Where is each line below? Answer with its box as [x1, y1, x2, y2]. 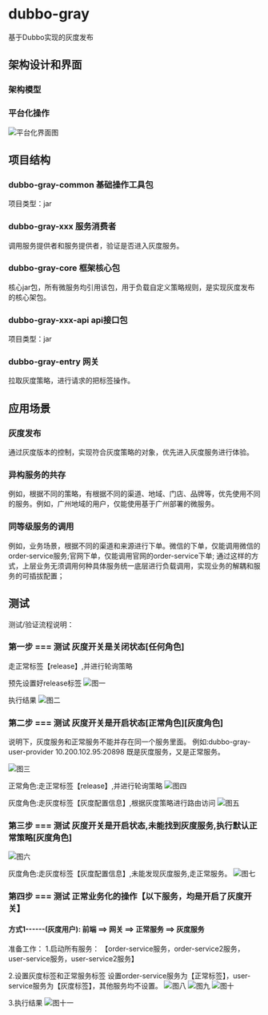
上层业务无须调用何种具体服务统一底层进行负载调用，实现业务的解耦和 [22, 560, 254, 570]
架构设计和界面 [8, 58, 82, 72]
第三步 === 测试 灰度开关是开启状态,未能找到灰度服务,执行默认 [8, 820, 250, 831]
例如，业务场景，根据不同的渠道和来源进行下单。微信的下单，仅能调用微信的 [8, 540, 261, 550]
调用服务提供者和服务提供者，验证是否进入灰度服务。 [8, 241, 184, 250]
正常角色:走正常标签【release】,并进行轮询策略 [8, 781, 163, 791]
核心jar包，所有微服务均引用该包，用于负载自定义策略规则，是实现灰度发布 [8, 282, 255, 292]
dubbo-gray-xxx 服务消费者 [8, 221, 117, 233]
